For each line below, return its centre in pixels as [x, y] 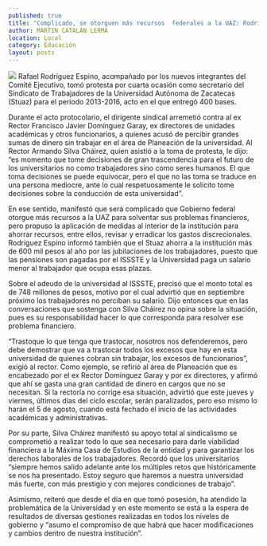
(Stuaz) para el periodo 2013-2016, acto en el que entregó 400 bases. [122, 102]
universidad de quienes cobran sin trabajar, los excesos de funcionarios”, [128, 358]
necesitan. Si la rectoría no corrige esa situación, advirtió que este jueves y [131, 392]
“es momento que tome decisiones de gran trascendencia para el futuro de [131, 159]
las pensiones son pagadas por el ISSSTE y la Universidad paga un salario [130, 259]
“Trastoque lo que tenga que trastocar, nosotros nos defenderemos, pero [128, 341]
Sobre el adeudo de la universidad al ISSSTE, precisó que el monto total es [130, 283]
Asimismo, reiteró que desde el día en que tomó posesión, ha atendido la [128, 499]
